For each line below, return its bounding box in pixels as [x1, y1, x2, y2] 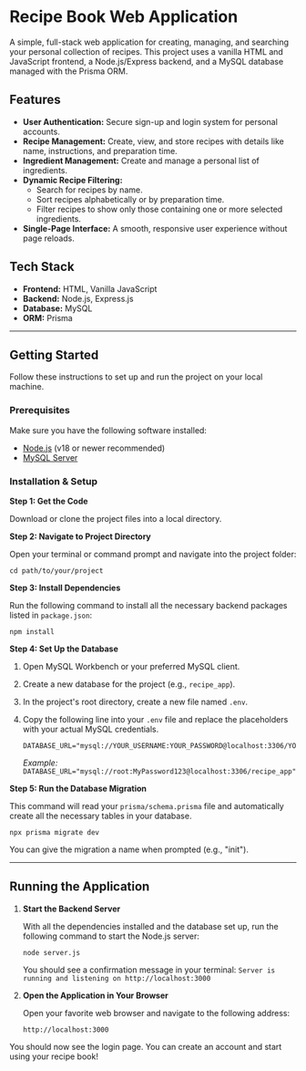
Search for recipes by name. [36, 184, 143, 195]
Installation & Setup [9, 474, 98, 487]
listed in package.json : [9, 609, 93, 620]
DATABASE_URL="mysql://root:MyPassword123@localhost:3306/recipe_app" [22, 766, 297, 776]
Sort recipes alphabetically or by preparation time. [36, 193, 225, 204]
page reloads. [22, 233, 76, 244]
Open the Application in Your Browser [22, 990, 168, 1001]
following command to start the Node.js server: [22, 931, 200, 941]
